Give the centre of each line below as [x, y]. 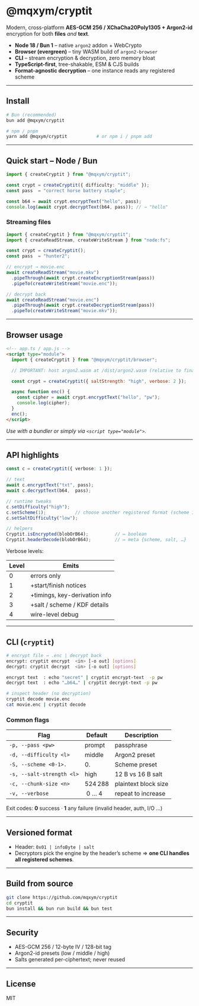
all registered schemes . [44, 860]
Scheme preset [136, 765]
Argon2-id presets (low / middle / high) [62, 953]
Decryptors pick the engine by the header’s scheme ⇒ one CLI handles [102, 853]
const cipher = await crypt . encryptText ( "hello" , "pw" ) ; [89, 397]
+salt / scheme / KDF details [70, 605]
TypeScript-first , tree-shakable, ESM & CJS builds [77, 64]
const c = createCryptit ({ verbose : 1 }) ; [59, 469]
